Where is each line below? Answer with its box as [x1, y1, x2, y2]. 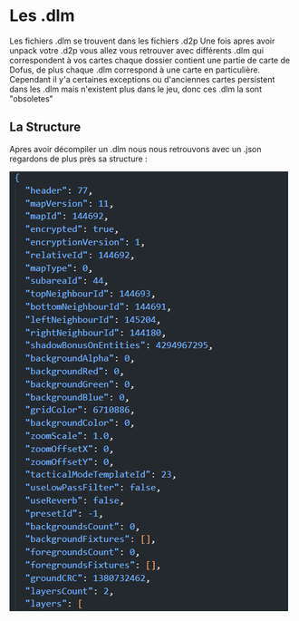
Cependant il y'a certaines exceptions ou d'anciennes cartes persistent [9, 73, 275, 84]
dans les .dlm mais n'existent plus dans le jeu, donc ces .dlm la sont [9, 83, 263, 94]
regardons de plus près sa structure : [9, 153, 148, 164]
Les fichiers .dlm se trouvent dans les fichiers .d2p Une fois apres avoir [9, 35, 275, 46]
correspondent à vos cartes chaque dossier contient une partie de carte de [9, 54, 291, 65]
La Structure [9, 120, 82, 135]
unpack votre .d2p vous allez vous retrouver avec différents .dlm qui [9, 44, 265, 55]
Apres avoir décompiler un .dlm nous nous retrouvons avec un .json [9, 143, 262, 154]
